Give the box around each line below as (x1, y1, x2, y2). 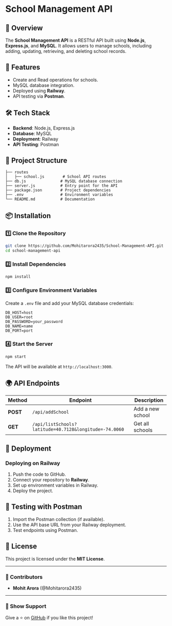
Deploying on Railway (5, 459, 60, 467)
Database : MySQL (12, 130, 52, 136)
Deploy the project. (12, 488, 54, 494)
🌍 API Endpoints (5, 379, 60, 387)
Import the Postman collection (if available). (12, 516, 105, 522)
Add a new (134, 405, 160, 413)
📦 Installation (5, 211, 51, 220)
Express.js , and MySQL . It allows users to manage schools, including (5, 43, 152, 49)
